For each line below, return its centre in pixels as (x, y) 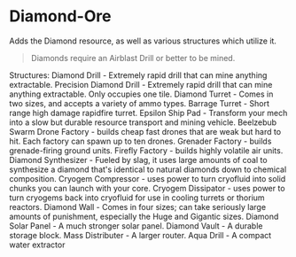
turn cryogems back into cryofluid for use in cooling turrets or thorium (137, 198)
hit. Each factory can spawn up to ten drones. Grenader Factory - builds (140, 141)
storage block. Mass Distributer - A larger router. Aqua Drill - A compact (140, 235)
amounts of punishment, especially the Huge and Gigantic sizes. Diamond (144, 216)
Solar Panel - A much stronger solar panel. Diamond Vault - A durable (136, 226)
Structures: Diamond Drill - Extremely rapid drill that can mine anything (138, 75)
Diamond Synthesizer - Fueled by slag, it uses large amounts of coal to (138, 160)
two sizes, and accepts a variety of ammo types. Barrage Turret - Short (140, 103)
